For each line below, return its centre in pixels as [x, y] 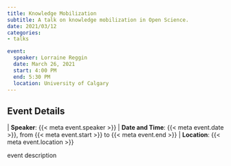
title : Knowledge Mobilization [52, 13]
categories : [24, 33]
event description [32, 156]
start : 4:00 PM [35, 70]
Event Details [36, 111]
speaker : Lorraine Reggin [51, 58]
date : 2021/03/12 [32, 26]
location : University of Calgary [61, 83]
